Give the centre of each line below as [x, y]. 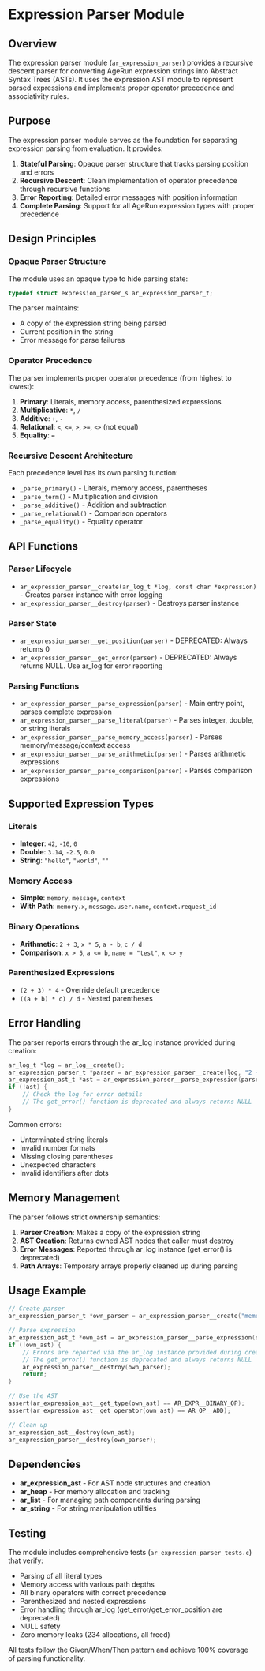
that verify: [26, 1560]
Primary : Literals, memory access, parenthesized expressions [121, 401]
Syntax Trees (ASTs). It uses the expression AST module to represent [121, 79]
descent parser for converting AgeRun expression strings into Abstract [123, 71]
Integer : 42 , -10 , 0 [48, 843]
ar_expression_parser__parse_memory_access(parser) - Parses [121, 737]
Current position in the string [66, 332]
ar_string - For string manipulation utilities [88, 1508]
